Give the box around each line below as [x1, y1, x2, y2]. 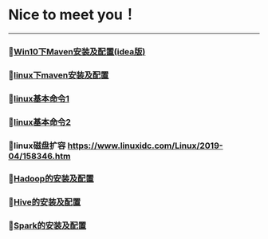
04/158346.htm [8, 150, 71, 161]
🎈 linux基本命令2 [8, 116, 72, 127]
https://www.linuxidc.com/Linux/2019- [67, 140, 223, 151]
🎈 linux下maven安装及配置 [8, 70, 109, 81]
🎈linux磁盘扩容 [8, 140, 66, 151]
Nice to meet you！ [8, 6, 137, 24]
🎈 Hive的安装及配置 [8, 197, 81, 208]
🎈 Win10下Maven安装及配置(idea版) [8, 46, 146, 57]
